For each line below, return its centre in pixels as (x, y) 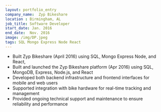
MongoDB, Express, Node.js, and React (53, 72)
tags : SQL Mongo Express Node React (43, 42)
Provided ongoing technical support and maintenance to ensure (78, 99)
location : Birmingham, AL (33, 19)
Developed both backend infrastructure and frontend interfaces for (81, 77)
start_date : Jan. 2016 (29, 28)
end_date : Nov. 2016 (28, 33)
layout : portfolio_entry (31, 10)
